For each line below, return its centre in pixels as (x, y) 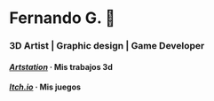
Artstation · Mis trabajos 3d (61, 66)
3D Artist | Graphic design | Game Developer (107, 46)
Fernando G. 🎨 (62, 18)
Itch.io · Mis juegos (45, 87)
